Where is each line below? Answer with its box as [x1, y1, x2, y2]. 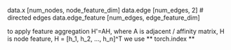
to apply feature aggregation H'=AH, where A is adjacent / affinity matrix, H [7, 27, 225, 35]
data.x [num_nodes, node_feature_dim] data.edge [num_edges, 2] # [7, 6, 204, 14]
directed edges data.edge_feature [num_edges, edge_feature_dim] [7, 13, 200, 22]
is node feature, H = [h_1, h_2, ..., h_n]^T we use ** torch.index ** [7, 35, 195, 43]
